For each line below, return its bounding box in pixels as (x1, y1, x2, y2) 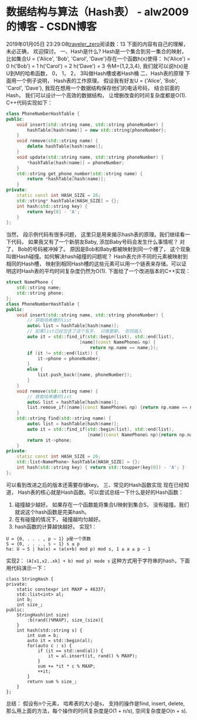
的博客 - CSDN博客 (6, 20, 97, 33)
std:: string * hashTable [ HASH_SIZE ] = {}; (16, 197, 119, 204)
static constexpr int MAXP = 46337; (16, 586, 107, 592)
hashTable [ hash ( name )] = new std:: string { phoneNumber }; (27, 127, 167, 133)
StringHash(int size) (16, 612, 69, 618)
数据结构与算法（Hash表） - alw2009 (6, 5, 189, 19)
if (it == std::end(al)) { (37, 648, 104, 654)
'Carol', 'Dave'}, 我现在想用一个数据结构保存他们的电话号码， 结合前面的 (6, 84, 180, 91)
